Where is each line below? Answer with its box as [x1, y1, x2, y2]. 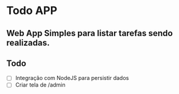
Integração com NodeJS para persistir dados [15, 74, 129, 82]
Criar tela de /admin [15, 81, 66, 89]
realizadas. [6, 37, 50, 48]
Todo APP [6, 4, 58, 18]
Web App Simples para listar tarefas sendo [6, 28, 173, 38]
